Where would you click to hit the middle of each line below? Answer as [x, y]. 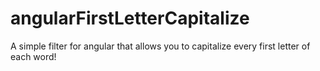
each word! [33, 56]
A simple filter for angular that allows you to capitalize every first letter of [160, 46]
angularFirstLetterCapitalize [130, 18]
